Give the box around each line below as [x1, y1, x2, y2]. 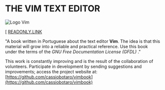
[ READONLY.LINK [5, 29, 42, 34]
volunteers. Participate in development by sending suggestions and [5, 63, 142, 69]
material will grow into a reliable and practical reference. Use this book [5, 43, 148, 49]
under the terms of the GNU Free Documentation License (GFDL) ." [5, 49, 141, 55]
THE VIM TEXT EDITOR [5, 3, 100, 14]
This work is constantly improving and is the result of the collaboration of [5, 58, 154, 64]
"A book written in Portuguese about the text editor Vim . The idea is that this [5, 38, 160, 44]
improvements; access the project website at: [5, 68, 98, 74]
